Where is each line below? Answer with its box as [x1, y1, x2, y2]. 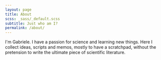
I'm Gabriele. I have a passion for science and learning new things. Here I [5, 39, 153, 45]
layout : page [5, 7, 32, 12]
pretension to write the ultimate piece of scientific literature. [5, 50, 126, 56]
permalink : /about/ [5, 26, 45, 30]
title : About [5, 12, 32, 17]
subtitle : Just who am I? [5, 21, 58, 26]
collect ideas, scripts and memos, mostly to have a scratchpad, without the [5, 44, 157, 50]
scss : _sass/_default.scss [5, 16, 60, 21]
